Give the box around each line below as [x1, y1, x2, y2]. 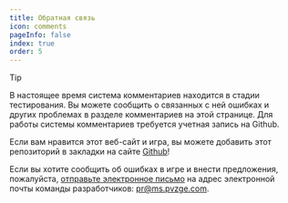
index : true [9, 38, 55, 48]
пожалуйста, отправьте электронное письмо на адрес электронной [9, 174, 275, 185]
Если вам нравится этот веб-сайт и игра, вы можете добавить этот [9, 137, 272, 147]
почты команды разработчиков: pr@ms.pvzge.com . [9, 183, 210, 194]
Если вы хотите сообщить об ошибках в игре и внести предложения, [9, 164, 279, 175]
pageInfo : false [9, 30, 71, 39]
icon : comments [9, 22, 67, 31]
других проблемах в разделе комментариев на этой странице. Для [9, 109, 273, 120]
